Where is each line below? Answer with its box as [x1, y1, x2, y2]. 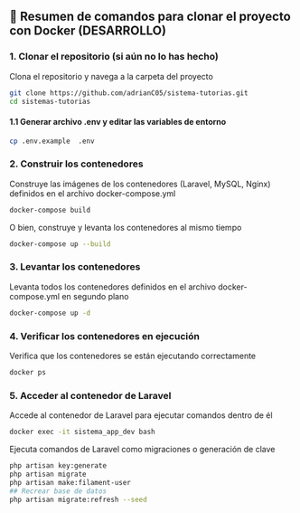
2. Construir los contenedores [9, 157, 144, 170]
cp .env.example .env [9, 137, 95, 146]
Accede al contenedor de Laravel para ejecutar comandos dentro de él [9, 410, 273, 421]
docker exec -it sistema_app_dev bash [9, 427, 155, 437]
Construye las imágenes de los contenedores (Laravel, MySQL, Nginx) [9, 178, 271, 189]
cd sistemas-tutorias [9, 97, 91, 106]
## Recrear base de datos [9, 486, 107, 496]
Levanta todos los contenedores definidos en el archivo [9, 281, 217, 292]
